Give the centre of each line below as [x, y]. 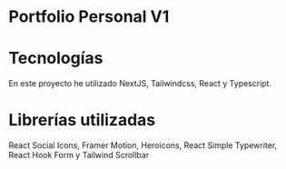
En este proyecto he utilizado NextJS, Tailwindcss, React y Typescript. [140, 84]
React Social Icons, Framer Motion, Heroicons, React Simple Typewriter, [143, 145]
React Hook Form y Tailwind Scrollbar [79, 155]
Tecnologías [56, 59]
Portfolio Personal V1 [89, 17]
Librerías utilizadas [82, 120]
